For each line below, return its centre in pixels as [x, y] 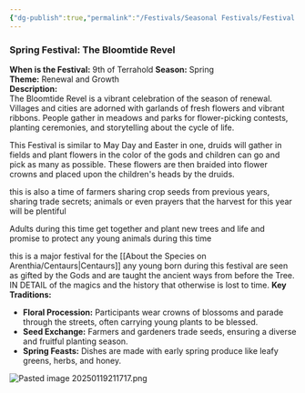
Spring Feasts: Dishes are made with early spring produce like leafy [151, 350]
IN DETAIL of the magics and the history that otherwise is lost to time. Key [148, 285]
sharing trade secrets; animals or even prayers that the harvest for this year [151, 201]
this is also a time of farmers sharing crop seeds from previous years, [140, 191]
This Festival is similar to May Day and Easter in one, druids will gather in [146, 145]
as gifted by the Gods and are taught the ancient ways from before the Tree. [152, 275]
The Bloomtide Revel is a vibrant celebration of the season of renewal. [141, 98]
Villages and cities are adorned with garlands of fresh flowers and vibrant [147, 108]
